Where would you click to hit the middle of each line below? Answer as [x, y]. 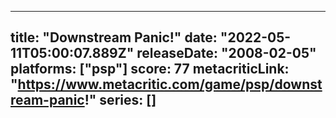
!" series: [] [120, 100]
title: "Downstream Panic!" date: [114, 37]
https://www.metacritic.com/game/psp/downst [170, 84]
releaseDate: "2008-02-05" [226, 53]
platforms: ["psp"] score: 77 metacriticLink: [150, 69]
